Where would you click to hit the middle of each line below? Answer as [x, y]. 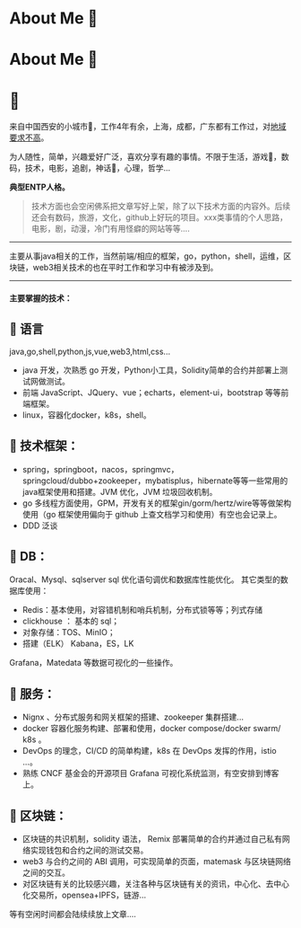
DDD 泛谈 [40, 526]
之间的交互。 [46, 872]
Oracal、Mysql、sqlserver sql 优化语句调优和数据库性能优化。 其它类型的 [145, 579]
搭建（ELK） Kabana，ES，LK [78, 644]
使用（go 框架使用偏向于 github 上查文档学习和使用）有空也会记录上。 [152, 514]
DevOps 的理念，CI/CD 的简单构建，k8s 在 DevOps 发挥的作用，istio [149, 751]
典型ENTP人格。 [39, 187]
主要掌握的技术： [41, 298]
